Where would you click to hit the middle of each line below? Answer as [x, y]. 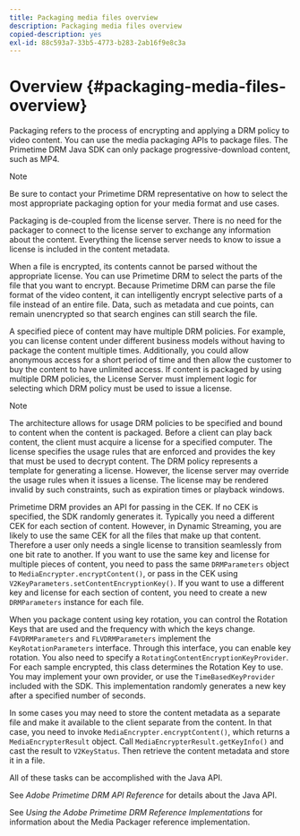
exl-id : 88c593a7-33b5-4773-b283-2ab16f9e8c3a [98, 43]
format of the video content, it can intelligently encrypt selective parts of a [146, 295]
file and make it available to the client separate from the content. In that [141, 722]
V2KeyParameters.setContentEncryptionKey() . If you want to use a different [147, 584]
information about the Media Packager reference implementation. [130, 822]
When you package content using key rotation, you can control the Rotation [149, 619]
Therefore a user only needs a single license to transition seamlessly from [146, 545]
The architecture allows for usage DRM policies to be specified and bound [146, 423]
